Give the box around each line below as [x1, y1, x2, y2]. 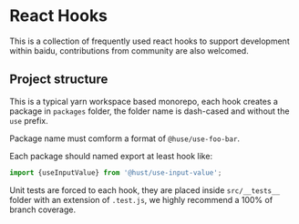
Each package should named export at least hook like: [9, 150, 212, 161]
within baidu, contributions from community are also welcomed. [9, 45, 249, 56]
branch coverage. [9, 204, 76, 215]
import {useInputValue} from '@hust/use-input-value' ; [9, 168, 222, 178]
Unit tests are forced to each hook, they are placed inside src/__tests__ [9, 184, 281, 196]
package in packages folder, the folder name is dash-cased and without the [9, 106, 290, 117]
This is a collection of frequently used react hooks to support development [9, 36, 290, 46]
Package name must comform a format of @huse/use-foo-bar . [9, 133, 240, 144]
